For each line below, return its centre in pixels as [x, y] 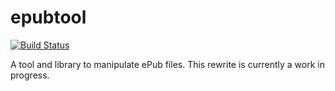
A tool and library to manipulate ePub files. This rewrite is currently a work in [167, 64]
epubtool [48, 17]
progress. [30, 75]
